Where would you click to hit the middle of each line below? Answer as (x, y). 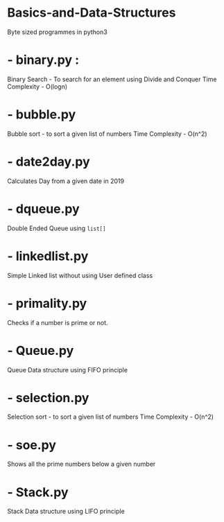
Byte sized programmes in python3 (57, 32)
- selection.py (48, 398)
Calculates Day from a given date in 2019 (66, 181)
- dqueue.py (43, 209)
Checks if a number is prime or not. (58, 322)
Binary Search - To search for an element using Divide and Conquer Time (112, 79)
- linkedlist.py (48, 256)
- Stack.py (38, 492)
